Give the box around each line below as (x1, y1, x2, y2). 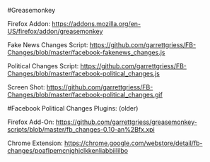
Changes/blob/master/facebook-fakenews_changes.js (7, 49, 165, 56)
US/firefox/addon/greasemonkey (7, 27, 103, 35)
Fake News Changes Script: (7, 41, 88, 49)
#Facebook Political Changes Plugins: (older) (7, 104, 139, 112)
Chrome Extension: (7, 139, 63, 147)
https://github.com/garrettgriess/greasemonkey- (55, 118, 198, 126)
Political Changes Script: (7, 62, 79, 70)
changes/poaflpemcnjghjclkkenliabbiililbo (7, 147, 129, 154)
